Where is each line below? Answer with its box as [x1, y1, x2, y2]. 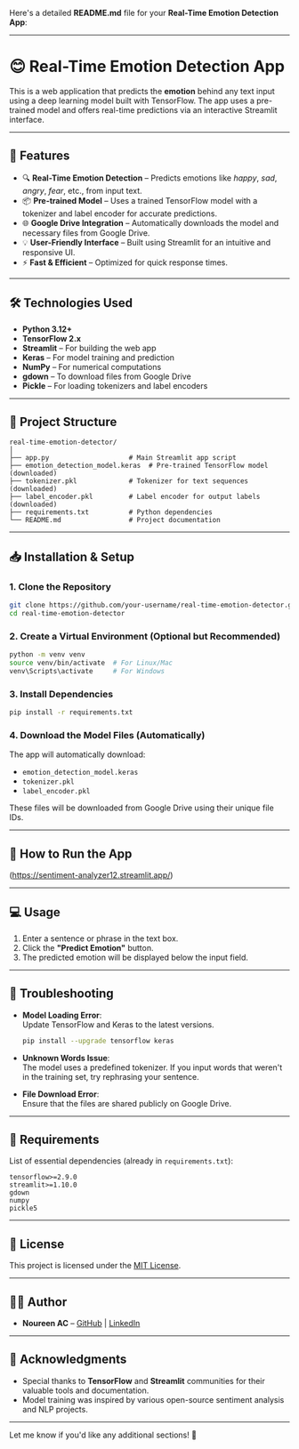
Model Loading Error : [21, 1010, 102, 1020]
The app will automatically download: [9, 749, 146, 760]
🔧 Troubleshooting [9, 986, 114, 1002]
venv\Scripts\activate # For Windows [9, 666, 166, 675]
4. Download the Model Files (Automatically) [9, 729, 206, 741]
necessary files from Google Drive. [21, 227, 150, 238]
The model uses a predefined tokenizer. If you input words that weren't [21, 1062, 283, 1073]
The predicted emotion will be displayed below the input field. [21, 952, 249, 962]
